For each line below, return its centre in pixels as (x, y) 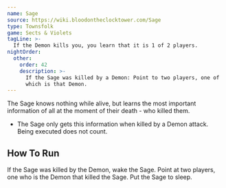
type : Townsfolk (30, 26)
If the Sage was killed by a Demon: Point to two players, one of (122, 77)
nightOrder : (24, 52)
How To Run (33, 153)
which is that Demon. (56, 84)
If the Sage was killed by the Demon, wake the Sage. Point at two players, (111, 170)
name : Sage (23, 13)
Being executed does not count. (62, 132)
